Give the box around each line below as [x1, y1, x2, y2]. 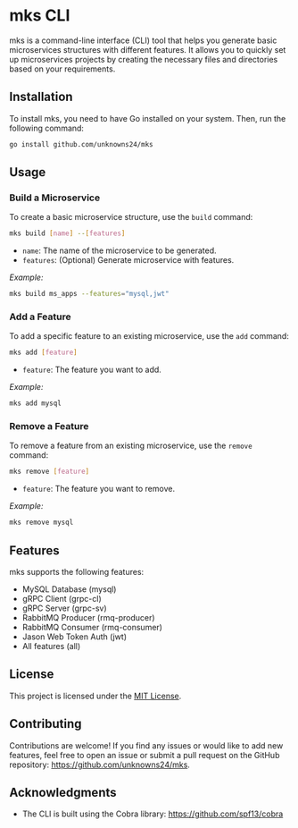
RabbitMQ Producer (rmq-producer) [21, 612, 155, 622]
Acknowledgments [9, 784, 118, 800]
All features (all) [21, 640, 81, 651]
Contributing [9, 716, 82, 731]
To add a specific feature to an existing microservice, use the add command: [9, 331, 290, 342]
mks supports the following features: [9, 566, 145, 577]
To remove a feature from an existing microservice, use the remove [9, 440, 252, 452]
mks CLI [9, 5, 70, 26]
